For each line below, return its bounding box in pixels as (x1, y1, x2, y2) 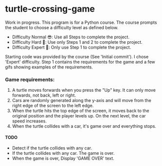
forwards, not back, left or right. (12, 92, 76, 98)
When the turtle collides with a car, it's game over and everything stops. (12, 123, 157, 129)
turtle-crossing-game (5, 3, 95, 15)
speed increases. (12, 118, 47, 124)
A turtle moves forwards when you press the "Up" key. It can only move (12, 87, 156, 93)
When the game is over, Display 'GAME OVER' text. (12, 155, 114, 161)
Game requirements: (5, 76, 55, 83)
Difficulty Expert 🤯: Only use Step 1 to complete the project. (12, 44, 131, 50)
